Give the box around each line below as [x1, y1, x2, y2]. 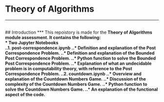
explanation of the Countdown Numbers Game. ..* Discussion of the [5, 76, 146, 82]
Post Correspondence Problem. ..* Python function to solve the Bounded [5, 55, 156, 61]
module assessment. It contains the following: [5, 34, 101, 40]
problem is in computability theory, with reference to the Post [5, 65, 133, 71]
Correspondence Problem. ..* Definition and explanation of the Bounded [5, 50, 155, 56]
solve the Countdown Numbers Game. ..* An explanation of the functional [5, 86, 158, 92]
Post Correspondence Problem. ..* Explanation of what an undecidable [5, 60, 152, 66]
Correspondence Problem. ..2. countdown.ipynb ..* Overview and [5, 71, 142, 77]
